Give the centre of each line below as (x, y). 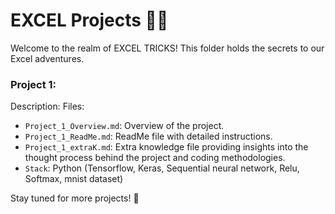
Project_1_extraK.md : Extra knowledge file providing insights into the (166, 147)
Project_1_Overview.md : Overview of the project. (124, 126)
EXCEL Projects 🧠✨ (89, 20)
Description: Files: (47, 106)
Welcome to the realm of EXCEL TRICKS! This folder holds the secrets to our (167, 48)
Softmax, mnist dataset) (74, 179)
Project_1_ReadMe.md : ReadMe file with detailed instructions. (148, 136)
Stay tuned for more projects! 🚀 (75, 198)
